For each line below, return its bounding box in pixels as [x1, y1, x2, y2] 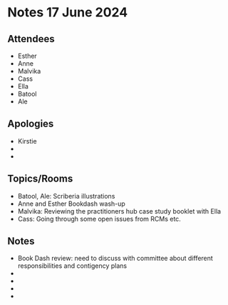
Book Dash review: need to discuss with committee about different [17, 254, 214, 263]
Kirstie [17, 136, 37, 145]
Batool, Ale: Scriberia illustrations [17, 191, 115, 200]
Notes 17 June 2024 [7, 4, 128, 21]
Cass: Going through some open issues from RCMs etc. [17, 214, 182, 223]
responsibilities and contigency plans [17, 261, 127, 270]
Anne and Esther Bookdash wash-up [17, 199, 126, 208]
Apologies [7, 118, 54, 130]
